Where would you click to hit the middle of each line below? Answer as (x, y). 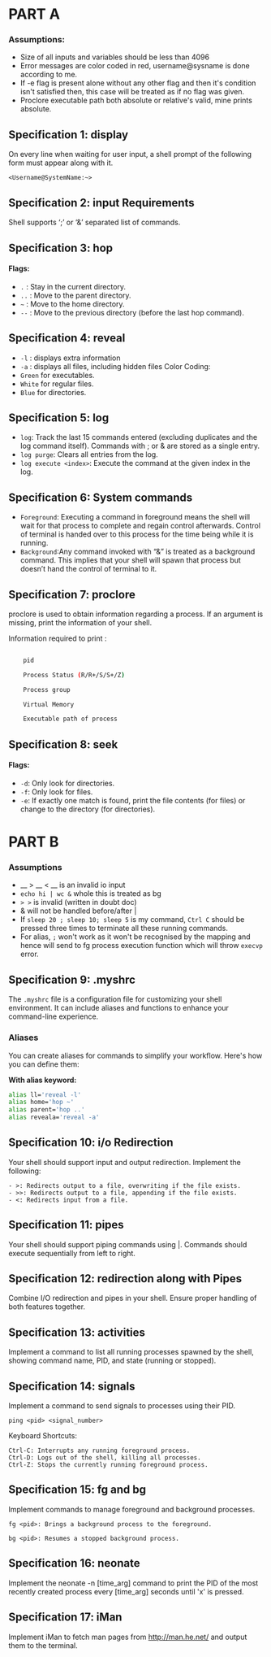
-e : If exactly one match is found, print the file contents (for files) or (133, 800)
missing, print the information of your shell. (80, 622)
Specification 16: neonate (74, 1563)
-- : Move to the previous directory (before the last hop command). (132, 312)
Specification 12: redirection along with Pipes (125, 1279)
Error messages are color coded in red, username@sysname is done (135, 66)
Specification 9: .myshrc (72, 979)
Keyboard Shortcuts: (43, 1436)
